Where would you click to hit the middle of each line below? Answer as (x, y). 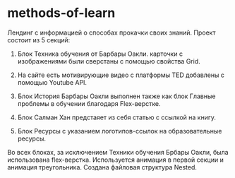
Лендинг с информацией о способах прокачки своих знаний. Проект (112, 32)
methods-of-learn (61, 13)
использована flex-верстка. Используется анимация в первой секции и (115, 160)
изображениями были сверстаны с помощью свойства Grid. (109, 61)
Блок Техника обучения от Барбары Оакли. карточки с (100, 54)
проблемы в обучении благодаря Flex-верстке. (89, 103)
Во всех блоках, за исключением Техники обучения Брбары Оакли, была (118, 152)
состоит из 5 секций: (39, 40)
